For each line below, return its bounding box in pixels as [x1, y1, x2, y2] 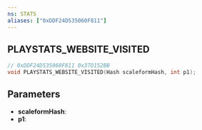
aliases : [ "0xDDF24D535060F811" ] [7, 17, 107, 24]
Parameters [7, 88, 61, 100]
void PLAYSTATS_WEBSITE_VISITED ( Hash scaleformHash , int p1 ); [7, 69, 196, 76]
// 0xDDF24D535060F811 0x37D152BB [7, 62, 111, 70]
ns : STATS [7, 10, 37, 18]
